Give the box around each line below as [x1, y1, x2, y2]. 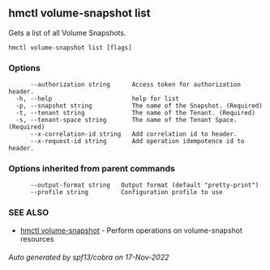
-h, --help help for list [15, 95, 180, 103]
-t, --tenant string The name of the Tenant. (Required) [15, 109, 255, 117]
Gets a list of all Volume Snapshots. [8, 27, 126, 37]
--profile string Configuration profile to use [29, 188, 223, 196]
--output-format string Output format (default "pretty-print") [29, 181, 259, 189]
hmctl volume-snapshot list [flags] [8, 44, 132, 52]
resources [19, 234, 54, 243]
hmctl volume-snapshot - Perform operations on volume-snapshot [19, 226, 243, 235]
